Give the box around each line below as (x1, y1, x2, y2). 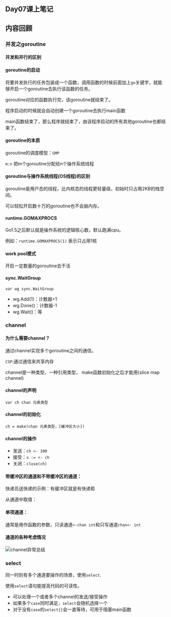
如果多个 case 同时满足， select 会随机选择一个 (12, 600, 108, 606)
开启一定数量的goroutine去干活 (5, 263, 71, 269)
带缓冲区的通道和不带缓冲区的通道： (5, 473, 82, 479)
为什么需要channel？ (5, 335, 50, 342)
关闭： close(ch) (12, 460, 48, 467)
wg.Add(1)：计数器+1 (12, 296, 57, 302)
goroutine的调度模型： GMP (5, 150, 60, 156)
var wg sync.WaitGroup (5, 286, 54, 291)
